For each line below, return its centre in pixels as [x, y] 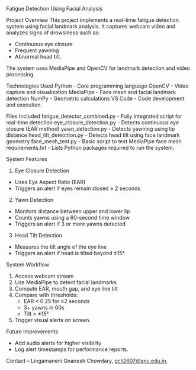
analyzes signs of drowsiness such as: [53, 33]
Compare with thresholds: [46, 295]
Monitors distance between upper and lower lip [72, 211]
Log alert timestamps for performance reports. [71, 349]
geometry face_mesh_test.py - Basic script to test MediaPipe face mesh [94, 141]
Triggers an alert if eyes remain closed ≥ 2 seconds [78, 188]
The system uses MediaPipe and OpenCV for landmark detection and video [98, 68]
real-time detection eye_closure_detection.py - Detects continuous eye [93, 123]
